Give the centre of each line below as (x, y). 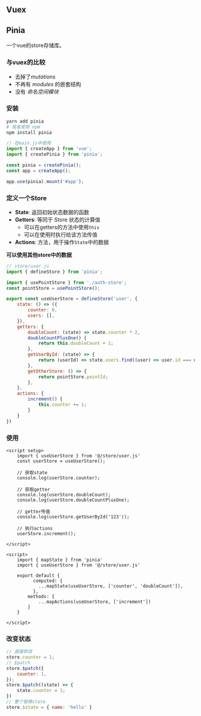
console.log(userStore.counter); (59, 478)
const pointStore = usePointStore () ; (53, 288)
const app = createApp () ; (38, 171)
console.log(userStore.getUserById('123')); (73, 517)
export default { (39, 575)
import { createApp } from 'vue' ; (49, 149)
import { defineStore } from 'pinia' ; (54, 272)
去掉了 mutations (35, 77)
